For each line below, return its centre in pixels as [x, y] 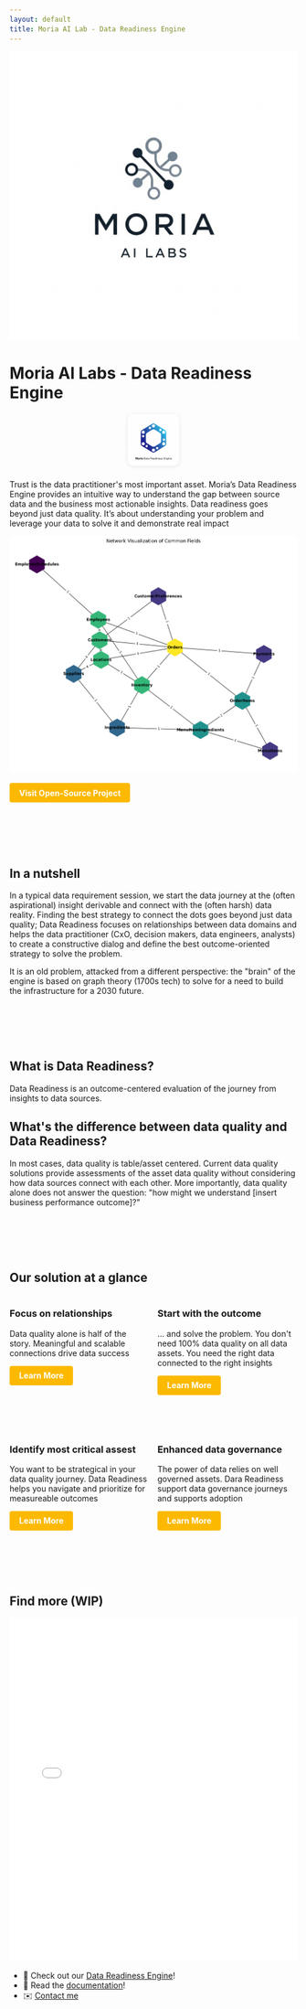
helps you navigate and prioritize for [78, 1488]
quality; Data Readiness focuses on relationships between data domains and [153, 924]
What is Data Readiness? [82, 1067]
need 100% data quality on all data [222, 1343]
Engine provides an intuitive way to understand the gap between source [145, 494]
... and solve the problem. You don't [224, 1333]
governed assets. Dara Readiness [221, 1479]
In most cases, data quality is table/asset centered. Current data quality [144, 1163]
